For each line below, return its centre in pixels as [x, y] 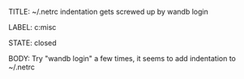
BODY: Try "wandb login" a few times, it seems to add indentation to [122, 58]
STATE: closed [32, 43]
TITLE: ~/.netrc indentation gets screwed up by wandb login [108, 12]
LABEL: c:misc [32, 27]
